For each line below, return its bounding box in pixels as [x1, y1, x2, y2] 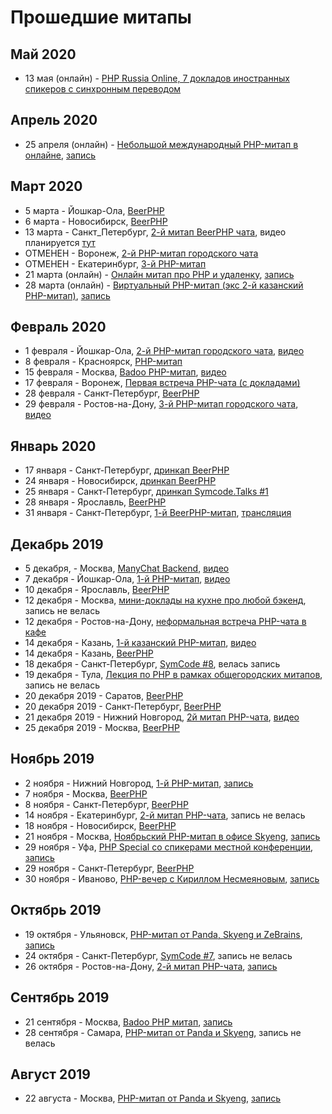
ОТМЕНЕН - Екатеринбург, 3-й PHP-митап [24, 257, 207, 270]
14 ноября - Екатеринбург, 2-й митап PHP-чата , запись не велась [24, 809, 306, 821]
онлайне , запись [24, 149, 97, 161]
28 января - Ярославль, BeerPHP [24, 496, 167, 508]
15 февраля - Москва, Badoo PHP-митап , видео [24, 366, 227, 378]
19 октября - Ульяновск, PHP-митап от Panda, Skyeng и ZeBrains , [24, 928, 303, 940]
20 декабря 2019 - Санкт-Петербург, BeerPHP [24, 701, 222, 713]
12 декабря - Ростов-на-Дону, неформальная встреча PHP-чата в [24, 616, 307, 628]
